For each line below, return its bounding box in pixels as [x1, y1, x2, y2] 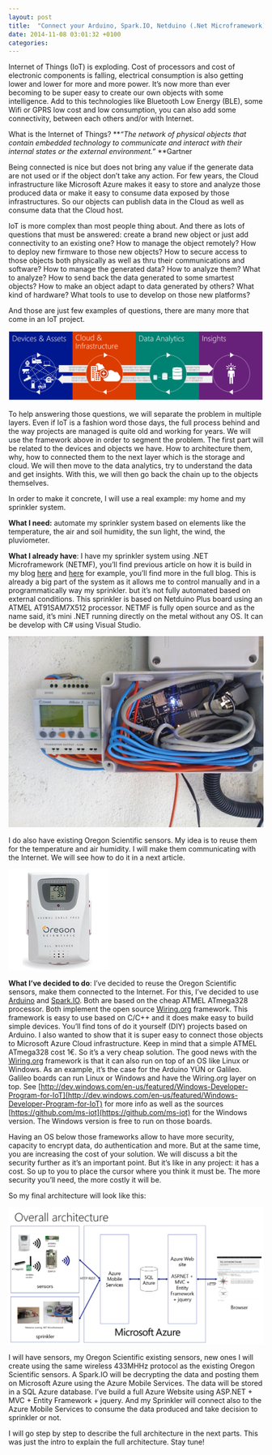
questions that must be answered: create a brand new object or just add [8, 230, 249, 239]
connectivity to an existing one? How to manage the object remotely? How [8, 238, 257, 248]
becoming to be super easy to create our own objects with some [8, 88, 224, 97]
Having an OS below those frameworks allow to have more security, [8, 1132, 235, 1142]
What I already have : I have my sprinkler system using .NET [8, 551, 209, 560]
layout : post [8, 13, 53, 21]
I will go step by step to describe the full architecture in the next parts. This [8, 1428, 259, 1439]
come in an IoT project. [8, 315, 85, 324]
